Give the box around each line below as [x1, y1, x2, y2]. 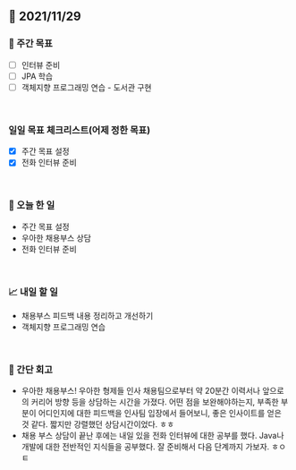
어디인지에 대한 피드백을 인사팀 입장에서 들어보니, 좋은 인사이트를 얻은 [38, 408, 283, 419]
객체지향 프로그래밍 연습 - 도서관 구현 [21, 81, 152, 92]
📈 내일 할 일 [8, 286, 59, 298]
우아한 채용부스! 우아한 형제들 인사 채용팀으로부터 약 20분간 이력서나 [21, 386, 261, 397]
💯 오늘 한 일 [8, 199, 55, 211]
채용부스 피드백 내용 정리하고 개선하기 [21, 310, 154, 320]
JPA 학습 [21, 71, 54, 81]
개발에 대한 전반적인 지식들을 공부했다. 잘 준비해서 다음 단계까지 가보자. [21, 441, 270, 452]
